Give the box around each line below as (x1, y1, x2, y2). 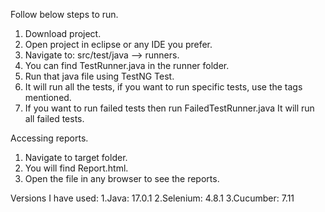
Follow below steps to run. (10, 9, 119, 20)
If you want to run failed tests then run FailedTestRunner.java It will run (24, 102, 315, 114)
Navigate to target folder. (24, 152, 128, 163)
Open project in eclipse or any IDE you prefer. (24, 39, 213, 50)
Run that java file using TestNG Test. (24, 70, 175, 82)
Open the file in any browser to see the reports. (24, 173, 220, 184)
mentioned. (24, 92, 72, 103)
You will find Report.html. (24, 162, 129, 174)
